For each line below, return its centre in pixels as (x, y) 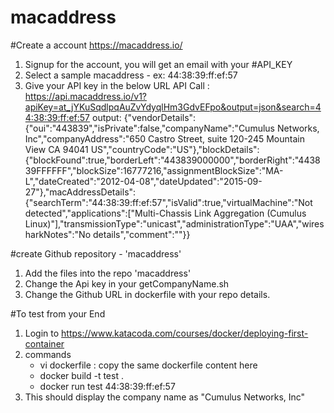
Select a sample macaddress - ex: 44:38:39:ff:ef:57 (131, 75)
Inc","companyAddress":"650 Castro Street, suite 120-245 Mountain (164, 138)
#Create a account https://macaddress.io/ (96, 45)
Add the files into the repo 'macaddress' (108, 273)
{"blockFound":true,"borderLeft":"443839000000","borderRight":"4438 (172, 160)
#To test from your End (58, 313)
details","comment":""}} (142, 234)
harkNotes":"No (58, 234)
